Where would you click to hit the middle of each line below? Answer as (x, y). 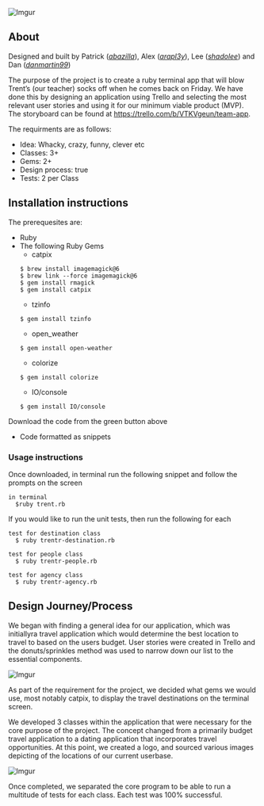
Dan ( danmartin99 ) (40, 64)
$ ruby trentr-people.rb (56, 561)
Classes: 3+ (39, 153)
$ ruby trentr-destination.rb (65, 540)
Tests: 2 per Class (49, 178)
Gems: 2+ (36, 161)
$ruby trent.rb (40, 504)
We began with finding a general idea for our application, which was (120, 625)
